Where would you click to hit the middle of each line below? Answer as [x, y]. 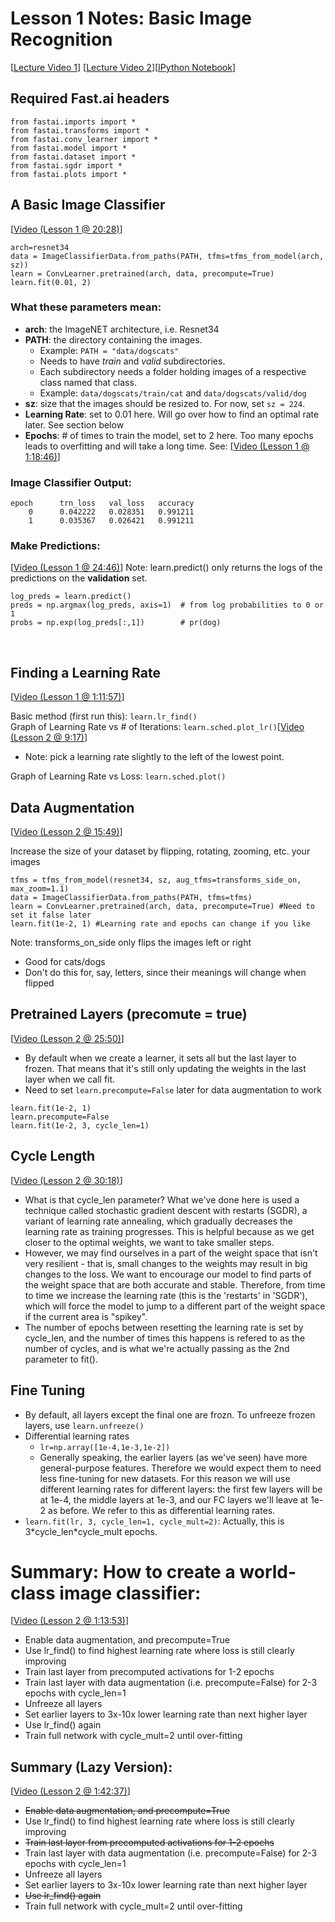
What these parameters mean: [86, 307]
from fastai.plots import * [69, 174]
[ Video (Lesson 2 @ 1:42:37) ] [70, 1791]
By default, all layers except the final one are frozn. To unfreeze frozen [170, 1414]
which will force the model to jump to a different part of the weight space [175, 1306]
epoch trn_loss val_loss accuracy [102, 503]
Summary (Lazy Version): [91, 1767]
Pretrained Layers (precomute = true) [129, 1014]
